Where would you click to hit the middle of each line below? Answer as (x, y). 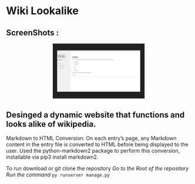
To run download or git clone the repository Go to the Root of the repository (97, 169)
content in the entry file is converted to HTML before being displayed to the (97, 144)
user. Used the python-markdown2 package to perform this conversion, (93, 151)
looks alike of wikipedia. (51, 124)
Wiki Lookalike (43, 11)
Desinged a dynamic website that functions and (95, 115)
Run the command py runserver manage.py (58, 175)
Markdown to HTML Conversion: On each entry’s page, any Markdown (91, 138)
